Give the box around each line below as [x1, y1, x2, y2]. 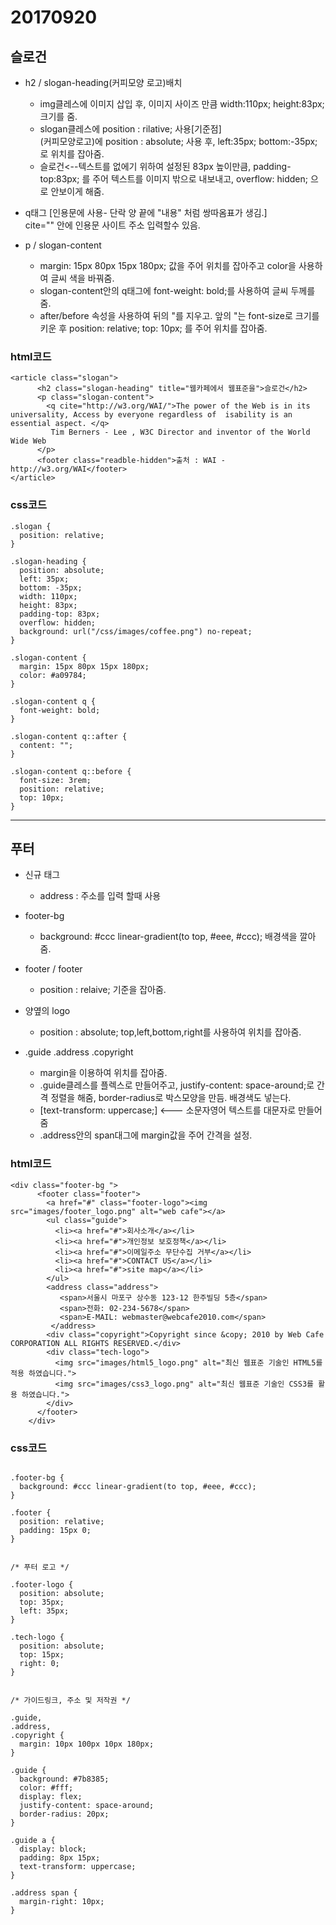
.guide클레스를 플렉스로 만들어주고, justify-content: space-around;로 [39, 1079, 315, 1091]
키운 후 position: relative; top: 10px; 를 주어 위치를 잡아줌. [39, 322, 268, 334]
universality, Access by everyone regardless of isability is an [10, 410, 293, 420]
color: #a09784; [19, 670, 87, 680]
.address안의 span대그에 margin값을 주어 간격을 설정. [39, 1129, 253, 1141]
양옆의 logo [24, 1005, 71, 1017]
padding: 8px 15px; [19, 1853, 101, 1863]
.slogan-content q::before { [10, 766, 132, 776]
